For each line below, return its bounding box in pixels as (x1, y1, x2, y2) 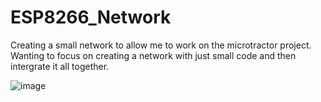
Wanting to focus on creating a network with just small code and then (10, 49, 297, 61)
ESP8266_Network (10, 6, 172, 29)
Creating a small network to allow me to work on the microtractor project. (10, 39, 312, 51)
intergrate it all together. (10, 60, 110, 72)
